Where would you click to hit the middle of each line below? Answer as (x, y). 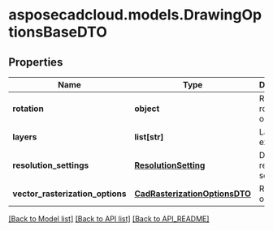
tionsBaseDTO (58, 32)
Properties (36, 62)
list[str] (149, 137)
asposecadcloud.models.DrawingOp (135, 15)
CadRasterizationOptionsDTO (193, 194)
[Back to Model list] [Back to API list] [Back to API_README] (109, 219)
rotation (28, 109)
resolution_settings (51, 165)
